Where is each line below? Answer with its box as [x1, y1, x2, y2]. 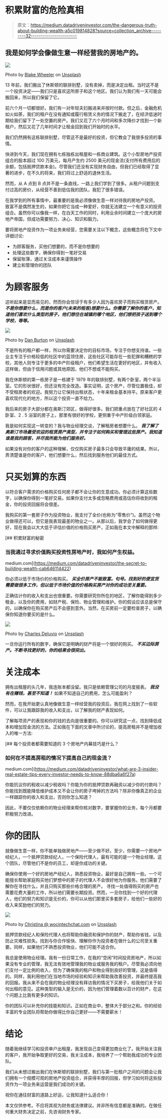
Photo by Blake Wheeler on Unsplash [5, 71, 81, 77]
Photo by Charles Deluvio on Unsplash [5, 631, 84, 637]
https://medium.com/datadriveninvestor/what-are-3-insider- [34, 766, 159, 772]
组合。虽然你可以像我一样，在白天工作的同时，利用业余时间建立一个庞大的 [5, 210, 158, 216]
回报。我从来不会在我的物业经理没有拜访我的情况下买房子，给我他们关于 [9, 980, 158, 986]
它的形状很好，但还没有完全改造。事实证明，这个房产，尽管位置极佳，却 [13, 383, 162, 389]
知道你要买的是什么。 [13, 611, 58, 617]
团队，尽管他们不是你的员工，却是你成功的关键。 [9, 860, 110, 866]
